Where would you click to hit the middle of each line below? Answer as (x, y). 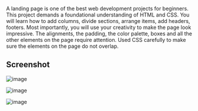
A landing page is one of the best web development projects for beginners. (98, 9)
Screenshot (28, 65)
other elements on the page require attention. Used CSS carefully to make (96, 40)
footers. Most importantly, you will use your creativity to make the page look (99, 27)
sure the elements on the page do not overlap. (63, 46)
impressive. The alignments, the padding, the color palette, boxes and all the (99, 34)
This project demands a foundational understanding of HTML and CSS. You (98, 15)
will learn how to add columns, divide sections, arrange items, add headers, (98, 21)
